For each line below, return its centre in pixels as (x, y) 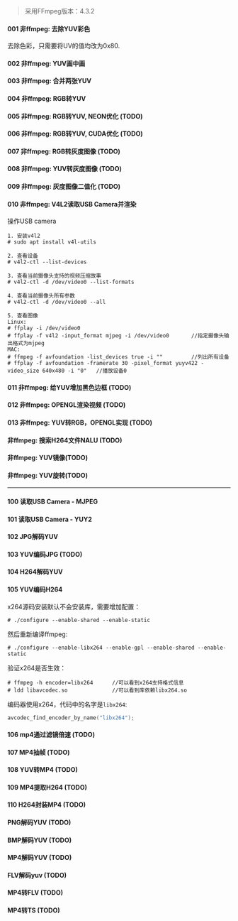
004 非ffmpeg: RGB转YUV (47, 98)
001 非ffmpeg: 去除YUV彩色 (49, 28)
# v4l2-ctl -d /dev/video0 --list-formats (71, 282)
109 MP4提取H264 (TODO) (47, 787)
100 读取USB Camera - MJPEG (52, 501)
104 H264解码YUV (35, 572)
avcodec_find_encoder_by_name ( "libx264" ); (71, 718)
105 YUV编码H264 (35, 589)
